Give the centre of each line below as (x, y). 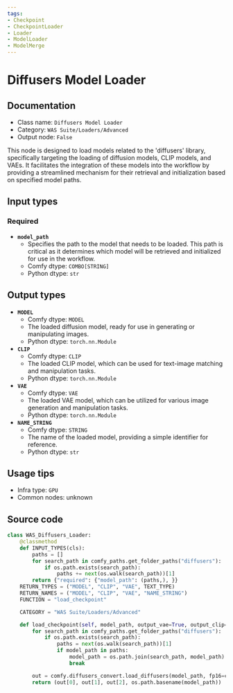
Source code (35, 519)
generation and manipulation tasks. (78, 407)
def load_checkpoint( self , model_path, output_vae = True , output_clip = (124, 624)
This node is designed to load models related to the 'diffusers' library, (106, 150)
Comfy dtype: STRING (58, 430)
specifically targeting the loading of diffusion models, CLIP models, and (109, 158)
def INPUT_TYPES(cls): (52, 548)
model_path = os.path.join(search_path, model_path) (147, 657)
